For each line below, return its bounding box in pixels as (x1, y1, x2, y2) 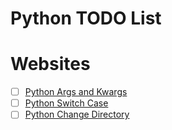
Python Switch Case (24, 97, 109, 109)
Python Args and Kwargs (24, 86, 128, 98)
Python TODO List (10, 7, 162, 30)
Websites (10, 53, 91, 76)
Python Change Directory (24, 108, 130, 121)
